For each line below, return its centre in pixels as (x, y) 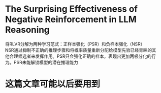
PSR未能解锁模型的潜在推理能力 (46, 62)
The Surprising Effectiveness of (71, 9)
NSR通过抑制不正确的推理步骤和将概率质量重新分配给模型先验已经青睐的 (79, 50)
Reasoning (28, 30)
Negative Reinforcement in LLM (71, 19)
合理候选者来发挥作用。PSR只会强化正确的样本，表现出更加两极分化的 (80, 56)
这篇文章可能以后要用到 (53, 84)
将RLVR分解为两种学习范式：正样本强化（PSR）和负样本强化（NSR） (75, 44)
